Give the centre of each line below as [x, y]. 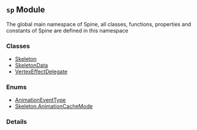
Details [17, 122]
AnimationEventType [40, 100]
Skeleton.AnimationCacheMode [54, 106]
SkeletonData [31, 66]
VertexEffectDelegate [41, 72]
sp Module [26, 10]
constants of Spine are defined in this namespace [67, 30]
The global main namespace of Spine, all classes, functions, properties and [99, 24]
